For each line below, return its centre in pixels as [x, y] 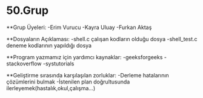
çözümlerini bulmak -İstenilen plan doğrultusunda [68, 82]
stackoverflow [24, 64]
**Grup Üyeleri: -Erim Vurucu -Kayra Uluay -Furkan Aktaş [79, 27]
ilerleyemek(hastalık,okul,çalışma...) [51, 88]
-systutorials [58, 64]
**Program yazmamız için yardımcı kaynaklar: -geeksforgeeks [85, 57]
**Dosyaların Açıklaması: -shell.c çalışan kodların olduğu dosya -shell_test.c [102, 39]
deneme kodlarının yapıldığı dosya [49, 45]
